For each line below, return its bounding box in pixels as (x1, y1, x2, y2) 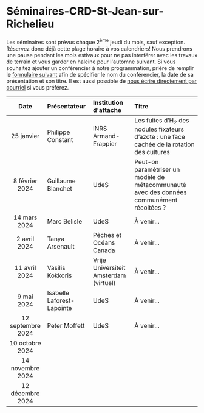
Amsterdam (93, 271, 126, 280)
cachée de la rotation (134, 140, 195, 149)
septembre (10, 321, 41, 330)
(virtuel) (93, 278, 116, 287)
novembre (10, 364, 40, 372)
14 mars (13, 213, 38, 222)
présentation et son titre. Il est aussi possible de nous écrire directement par (6, 77, 197, 85)
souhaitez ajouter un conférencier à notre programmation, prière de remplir (6, 64, 194, 71)
